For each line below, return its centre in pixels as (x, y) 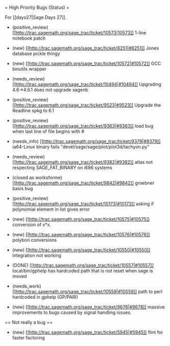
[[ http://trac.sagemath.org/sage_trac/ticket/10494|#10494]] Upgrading (87, 84)
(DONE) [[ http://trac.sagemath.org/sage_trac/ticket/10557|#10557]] (83, 265)
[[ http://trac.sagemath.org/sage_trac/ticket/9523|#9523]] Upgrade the (87, 105)
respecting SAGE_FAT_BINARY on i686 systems (62, 168)
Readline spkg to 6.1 (33, 110)
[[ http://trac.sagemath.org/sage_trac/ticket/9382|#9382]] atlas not (82, 162)
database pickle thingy (36, 54)
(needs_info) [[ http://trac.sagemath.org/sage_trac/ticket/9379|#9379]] (86, 141)
